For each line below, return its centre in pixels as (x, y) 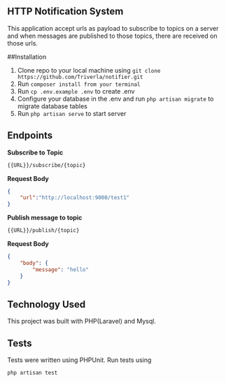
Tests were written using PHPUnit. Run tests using (79, 360)
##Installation (27, 57)
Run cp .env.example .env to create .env (76, 91)
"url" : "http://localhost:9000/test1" (75, 198)
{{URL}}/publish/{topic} (43, 231)
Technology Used (47, 304)
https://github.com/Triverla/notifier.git (80, 77)
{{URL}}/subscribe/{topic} (47, 165)
